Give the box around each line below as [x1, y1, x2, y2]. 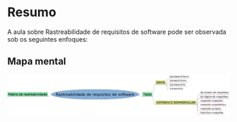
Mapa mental [7, 56, 66, 68]
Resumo [7, 4, 56, 20]
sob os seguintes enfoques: [7, 35, 88, 43]
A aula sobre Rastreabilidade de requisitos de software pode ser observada [7, 28, 227, 36]
